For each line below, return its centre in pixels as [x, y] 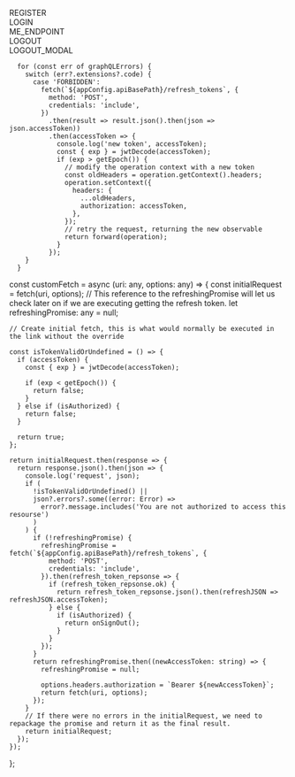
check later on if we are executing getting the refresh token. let [124, 303]
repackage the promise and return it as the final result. [120, 724]
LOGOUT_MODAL [41, 50]
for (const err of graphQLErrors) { [84, 66]
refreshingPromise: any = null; [64, 312]
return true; [41, 437]
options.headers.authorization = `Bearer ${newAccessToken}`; [158, 685]
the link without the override [67, 336]
